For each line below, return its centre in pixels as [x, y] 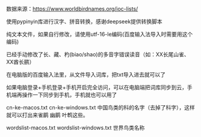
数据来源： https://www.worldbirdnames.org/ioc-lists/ [72, 9]
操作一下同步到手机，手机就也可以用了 [70, 95]
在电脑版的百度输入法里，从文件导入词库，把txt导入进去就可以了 [86, 74]
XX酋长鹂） [20, 62]
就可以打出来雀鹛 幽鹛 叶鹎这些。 [47, 115]
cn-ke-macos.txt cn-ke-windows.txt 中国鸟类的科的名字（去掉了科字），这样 [101, 107]
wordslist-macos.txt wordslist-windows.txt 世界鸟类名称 [76, 128]
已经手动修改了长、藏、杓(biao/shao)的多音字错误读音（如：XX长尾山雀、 [98, 54]
